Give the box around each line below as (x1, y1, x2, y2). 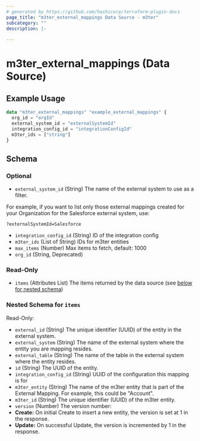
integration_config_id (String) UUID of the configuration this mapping (14, 370, 189, 377)
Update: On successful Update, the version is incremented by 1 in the (14, 421, 186, 428)
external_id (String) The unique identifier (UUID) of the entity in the (14, 326, 182, 333)
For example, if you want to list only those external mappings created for (6, 203, 184, 210)
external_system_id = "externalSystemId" (11, 120, 116, 126)
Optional (6, 171, 32, 180)
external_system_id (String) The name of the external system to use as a (14, 185, 194, 192)
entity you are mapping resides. (14, 345, 93, 352)
